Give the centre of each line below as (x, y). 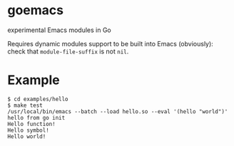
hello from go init (36, 118)
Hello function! (31, 124)
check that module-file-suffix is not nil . (68, 51)
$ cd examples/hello (38, 99)
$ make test (25, 105)
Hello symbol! (29, 130)
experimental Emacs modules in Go (60, 30)
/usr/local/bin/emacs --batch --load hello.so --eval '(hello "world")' (118, 111)
